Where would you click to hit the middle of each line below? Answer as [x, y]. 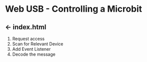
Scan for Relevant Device [38, 44]
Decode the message [34, 54]
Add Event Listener [31, 49]
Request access [28, 39]
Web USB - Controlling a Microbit [73, 9]
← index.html [26, 27]
